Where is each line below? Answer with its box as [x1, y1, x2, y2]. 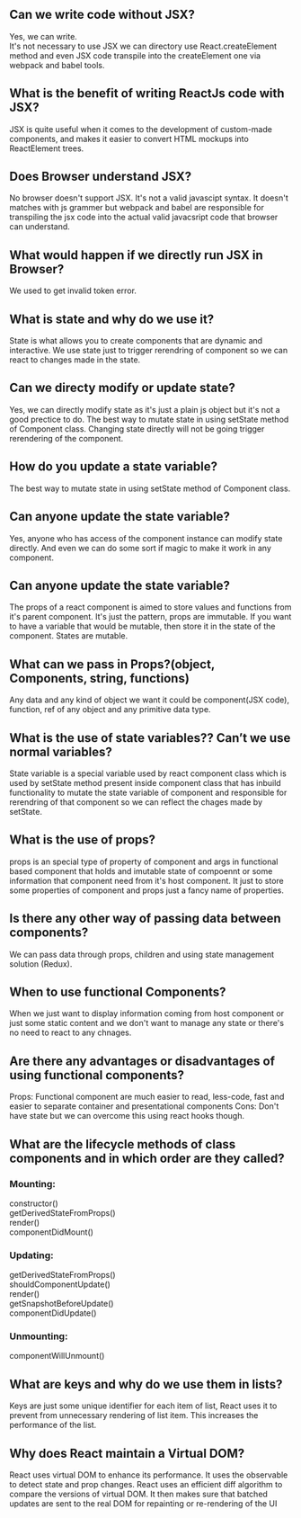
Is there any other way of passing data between [9, 911, 281, 926]
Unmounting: [9, 1330, 68, 1343]
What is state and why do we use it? [9, 311, 215, 326]
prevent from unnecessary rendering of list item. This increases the [9, 1410, 259, 1421]
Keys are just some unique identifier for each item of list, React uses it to [9, 1400, 278, 1411]
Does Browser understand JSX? [9, 169, 191, 184]
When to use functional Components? [9, 984, 226, 999]
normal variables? [9, 744, 112, 759]
